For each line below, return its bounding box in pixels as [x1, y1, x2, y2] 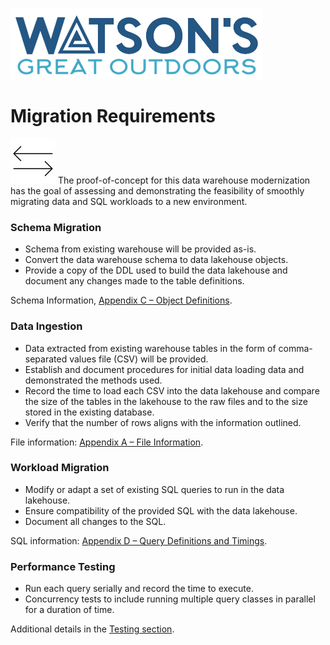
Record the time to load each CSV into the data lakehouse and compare [24, 384, 320, 397]
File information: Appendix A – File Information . [10, 436, 204, 448]
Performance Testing [10, 559, 116, 573]
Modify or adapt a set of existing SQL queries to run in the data [24, 483, 285, 495]
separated [24, 353, 68, 365]
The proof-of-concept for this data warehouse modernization [57, 174, 311, 186]
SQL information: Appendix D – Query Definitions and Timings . [10, 534, 268, 547]
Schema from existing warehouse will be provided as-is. [24, 243, 257, 255]
